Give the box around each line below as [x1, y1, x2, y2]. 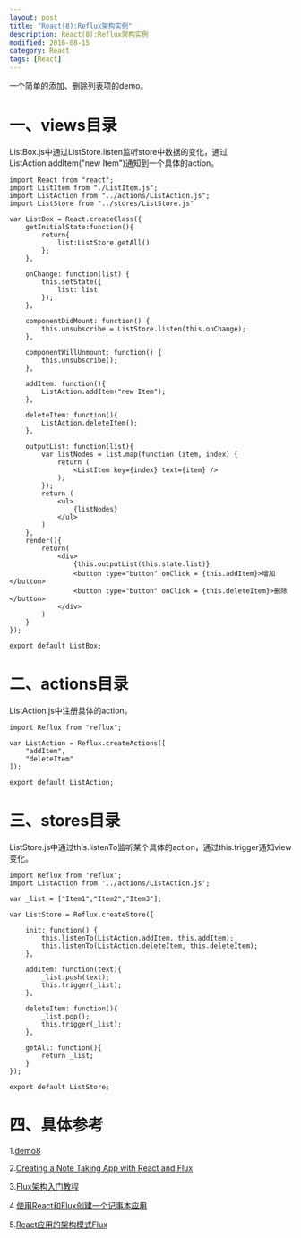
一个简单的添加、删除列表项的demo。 [9, 81, 149, 90]
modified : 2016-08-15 [9, 38, 90, 47]
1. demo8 [9, 1145, 41, 1156]
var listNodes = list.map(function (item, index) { [41, 450, 239, 459]
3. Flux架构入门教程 [9, 1181, 79, 1191]
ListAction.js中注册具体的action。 [9, 705, 133, 716]
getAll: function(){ [25, 1043, 102, 1053]
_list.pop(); [41, 1011, 90, 1021]
